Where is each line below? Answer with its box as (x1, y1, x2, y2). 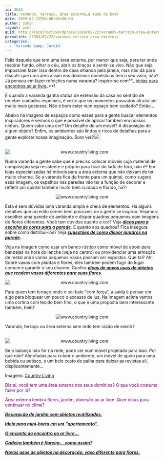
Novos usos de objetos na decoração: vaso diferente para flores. (5, 449, 140, 455)
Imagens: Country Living (5, 372, 55, 378)
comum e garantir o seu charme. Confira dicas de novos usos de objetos (5, 264, 153, 270)
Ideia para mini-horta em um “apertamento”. (5, 421, 99, 427)
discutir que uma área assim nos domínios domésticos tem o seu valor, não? (5, 72, 159, 78)
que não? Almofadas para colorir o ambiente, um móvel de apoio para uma (5, 352, 155, 358)
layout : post (5, 25, 32, 30)
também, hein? (5, 304, 35, 310)
